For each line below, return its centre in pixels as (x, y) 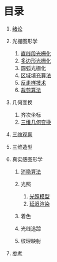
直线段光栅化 (36, 53)
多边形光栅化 (36, 61)
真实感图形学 (27, 159)
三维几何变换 (36, 122)
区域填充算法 (36, 75)
